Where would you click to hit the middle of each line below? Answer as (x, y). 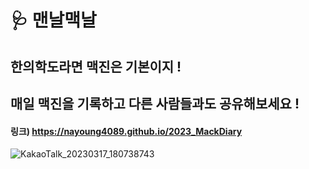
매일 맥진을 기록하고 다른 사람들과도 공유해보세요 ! (155, 103)
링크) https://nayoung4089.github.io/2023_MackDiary (126, 131)
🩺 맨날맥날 (53, 20)
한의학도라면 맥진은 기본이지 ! (96, 66)
